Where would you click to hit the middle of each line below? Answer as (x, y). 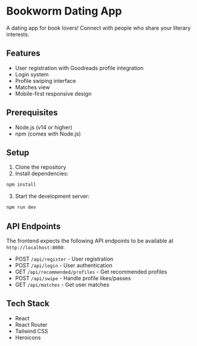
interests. (18, 34)
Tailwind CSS (31, 331)
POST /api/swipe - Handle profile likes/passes (73, 278)
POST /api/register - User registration (64, 259)
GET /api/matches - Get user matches (62, 284)
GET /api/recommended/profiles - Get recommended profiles (91, 272)
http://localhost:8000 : (36, 247)
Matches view (32, 87)
